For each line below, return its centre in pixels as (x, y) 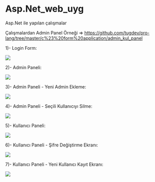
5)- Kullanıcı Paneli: (25, 126)
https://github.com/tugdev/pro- (117, 33)
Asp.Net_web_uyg (45, 9)
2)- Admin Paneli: (24, 67)
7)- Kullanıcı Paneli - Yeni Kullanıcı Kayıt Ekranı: (54, 164)
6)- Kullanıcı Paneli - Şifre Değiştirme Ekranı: (52, 145)
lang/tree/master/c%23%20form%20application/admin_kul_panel (74, 38)
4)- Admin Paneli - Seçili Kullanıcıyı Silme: (49, 106)
